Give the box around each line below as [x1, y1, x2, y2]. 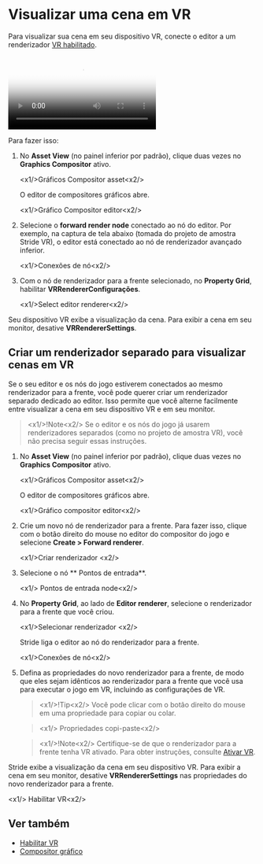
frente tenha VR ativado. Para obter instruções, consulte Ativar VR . [39, 747, 256, 756]
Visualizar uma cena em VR [8, 6, 191, 24]
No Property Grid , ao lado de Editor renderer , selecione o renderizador [19, 598, 253, 607]
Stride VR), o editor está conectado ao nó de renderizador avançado [19, 237, 243, 246]
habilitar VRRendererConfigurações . [19, 284, 141, 294]
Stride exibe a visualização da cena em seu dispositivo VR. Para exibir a [8, 762, 242, 772]
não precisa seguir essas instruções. [27, 436, 147, 445]
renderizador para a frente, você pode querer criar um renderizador [8, 387, 228, 397]
